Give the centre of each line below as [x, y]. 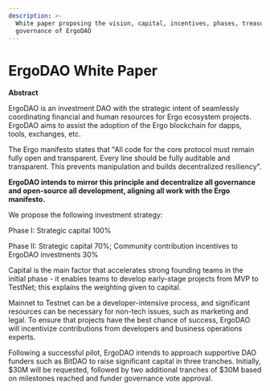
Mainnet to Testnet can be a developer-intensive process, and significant [129, 303]
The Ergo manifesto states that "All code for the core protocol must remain [131, 150]
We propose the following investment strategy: [86, 215]
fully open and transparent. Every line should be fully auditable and [119, 158]
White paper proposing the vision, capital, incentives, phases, [127, 23]
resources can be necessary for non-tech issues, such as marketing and [129, 311]
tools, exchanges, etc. [45, 134]
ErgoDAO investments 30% [53, 255]
